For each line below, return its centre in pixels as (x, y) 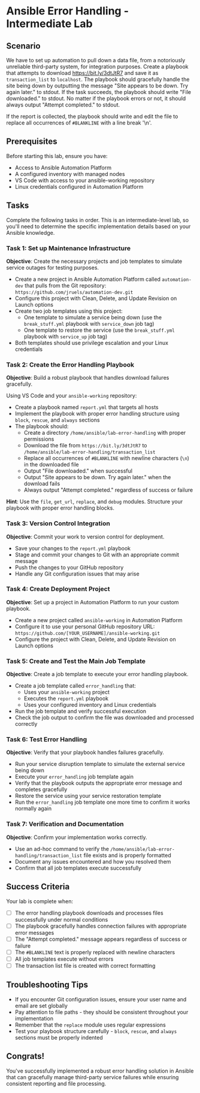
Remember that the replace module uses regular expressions (90, 1025)
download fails (42, 484)
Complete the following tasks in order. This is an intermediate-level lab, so (98, 220)
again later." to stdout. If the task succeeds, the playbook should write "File (99, 92)
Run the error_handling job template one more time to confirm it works (102, 802)
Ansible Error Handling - (67, 11)
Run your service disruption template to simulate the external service (100, 764)
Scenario (23, 46)
